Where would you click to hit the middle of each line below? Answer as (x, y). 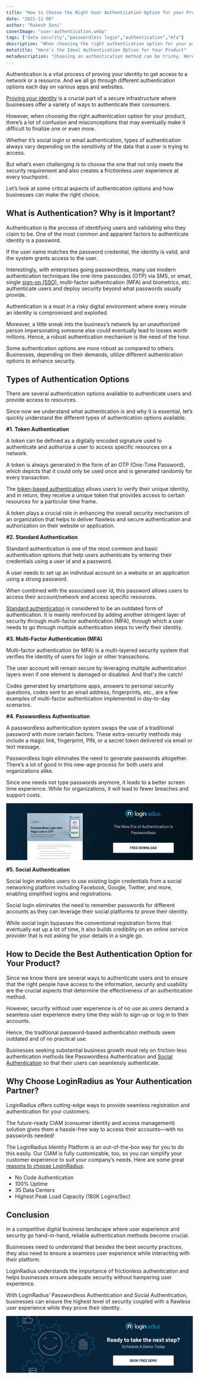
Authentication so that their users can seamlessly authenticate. (83, 1063)
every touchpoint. (28, 177)
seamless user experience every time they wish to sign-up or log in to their (97, 1015)
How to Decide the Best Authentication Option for (99, 954)
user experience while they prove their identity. (64, 1308)
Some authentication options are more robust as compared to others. (90, 348)
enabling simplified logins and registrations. (59, 893)
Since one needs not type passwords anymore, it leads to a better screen (96, 782)
